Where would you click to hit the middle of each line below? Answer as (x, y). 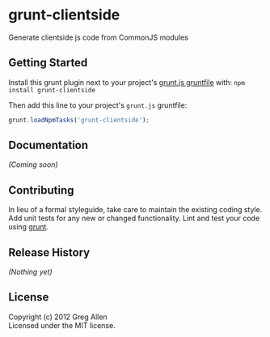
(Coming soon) (33, 164)
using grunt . (28, 227)
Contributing (41, 190)
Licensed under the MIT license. (62, 325)
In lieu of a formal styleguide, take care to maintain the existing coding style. (135, 210)
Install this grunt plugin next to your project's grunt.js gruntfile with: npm (127, 82)
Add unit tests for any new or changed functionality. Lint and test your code (134, 218)
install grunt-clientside (52, 90)
